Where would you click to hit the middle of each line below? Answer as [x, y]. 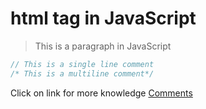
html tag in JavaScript [103, 18]
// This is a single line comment [82, 64]
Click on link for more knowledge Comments [101, 93]
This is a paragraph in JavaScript [103, 46]
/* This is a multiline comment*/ [82, 73]
